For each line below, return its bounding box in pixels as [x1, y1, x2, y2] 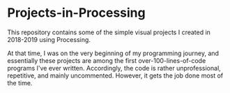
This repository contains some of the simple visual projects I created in [7, 28, 211, 36]
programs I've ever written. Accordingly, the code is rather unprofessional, [7, 64, 221, 72]
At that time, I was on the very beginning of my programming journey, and [7, 49, 220, 57]
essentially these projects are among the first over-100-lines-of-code [7, 56, 206, 64]
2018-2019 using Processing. [7, 35, 91, 43]
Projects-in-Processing [7, 5, 146, 21]
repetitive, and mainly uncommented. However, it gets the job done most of [7, 71, 224, 80]
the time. [7, 78, 33, 87]
